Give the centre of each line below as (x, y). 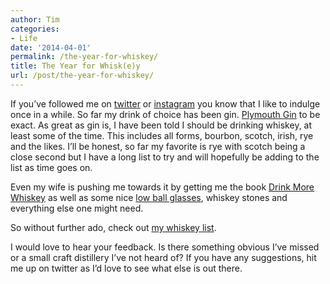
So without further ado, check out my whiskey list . (113, 227)
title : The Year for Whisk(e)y (75, 66)
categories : (35, 29)
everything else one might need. (77, 208)
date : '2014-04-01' (51, 47)
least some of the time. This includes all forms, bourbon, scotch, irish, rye (162, 135)
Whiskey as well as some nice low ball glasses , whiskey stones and (149, 197)
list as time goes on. (51, 167)
